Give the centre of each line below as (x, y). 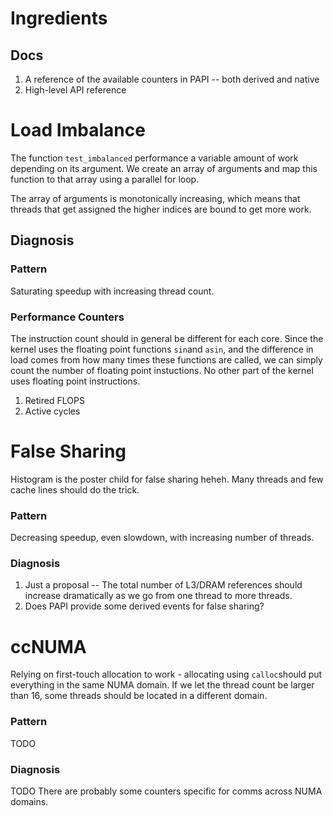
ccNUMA (48, 646)
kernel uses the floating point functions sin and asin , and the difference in (162, 349)
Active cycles (52, 411)
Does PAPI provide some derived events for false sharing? (144, 606)
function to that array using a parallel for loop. (105, 179)
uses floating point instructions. (75, 381)
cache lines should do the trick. (75, 489)
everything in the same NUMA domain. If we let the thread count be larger (162, 685)
